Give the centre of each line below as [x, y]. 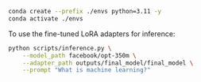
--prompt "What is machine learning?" [87, 70]
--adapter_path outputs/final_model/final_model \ [108, 63]
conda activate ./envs [46, 19]
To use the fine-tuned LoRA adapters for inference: [92, 34]
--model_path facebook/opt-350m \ [79, 55]
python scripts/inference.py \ [60, 48]
